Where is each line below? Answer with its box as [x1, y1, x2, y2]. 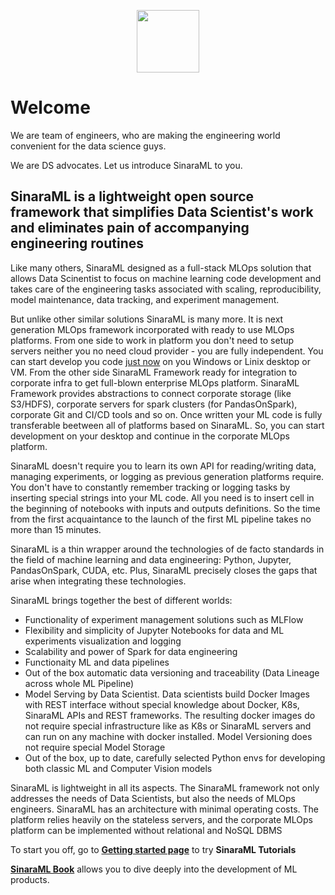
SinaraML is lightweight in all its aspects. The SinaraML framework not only [10, 781, 320, 794]
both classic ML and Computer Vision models [24, 762, 213, 774]
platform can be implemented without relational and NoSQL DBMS [10, 824, 283, 836]
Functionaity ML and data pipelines [24, 656, 170, 668]
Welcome [10, 96, 91, 119]
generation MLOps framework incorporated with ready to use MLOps [10, 323, 295, 335]
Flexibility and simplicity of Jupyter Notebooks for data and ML [24, 624, 285, 636]
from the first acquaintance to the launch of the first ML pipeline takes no [10, 513, 312, 525]
